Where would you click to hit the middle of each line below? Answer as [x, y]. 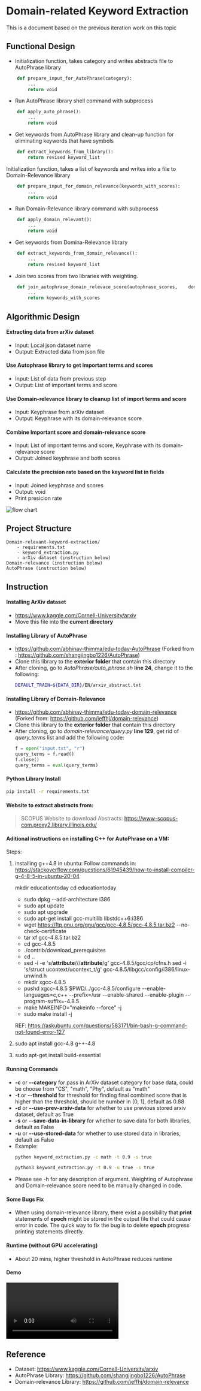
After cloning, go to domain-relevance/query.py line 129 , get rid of [97, 731]
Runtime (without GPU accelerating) [52, 1245]
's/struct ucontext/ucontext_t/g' [63, 970]
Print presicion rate [38, 498]
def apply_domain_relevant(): [55, 220]
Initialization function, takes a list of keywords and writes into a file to [91, 168]
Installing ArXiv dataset [36, 602]
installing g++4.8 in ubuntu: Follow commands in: [75, 864]
